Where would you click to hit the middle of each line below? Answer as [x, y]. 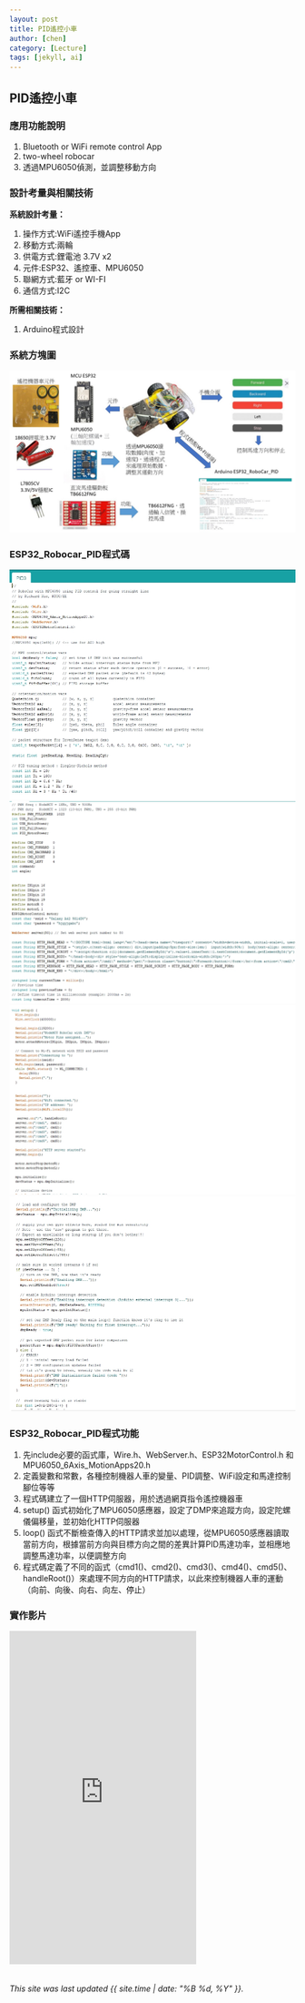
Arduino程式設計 [53, 330]
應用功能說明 [38, 126]
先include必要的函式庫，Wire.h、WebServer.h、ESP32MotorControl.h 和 [158, 1455]
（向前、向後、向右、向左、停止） [86, 1590]
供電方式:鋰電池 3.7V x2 [67, 257]
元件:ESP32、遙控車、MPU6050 [83, 268]
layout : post [34, 19]
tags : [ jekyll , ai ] [46, 58]
